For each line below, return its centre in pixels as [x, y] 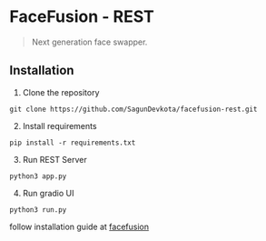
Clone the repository [61, 92]
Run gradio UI [48, 193]
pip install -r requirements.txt [73, 143]
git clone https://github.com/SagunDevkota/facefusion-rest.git [133, 109]
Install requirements [59, 126]
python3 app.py [38, 176]
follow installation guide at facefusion [79, 226]
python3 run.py [38, 210]
